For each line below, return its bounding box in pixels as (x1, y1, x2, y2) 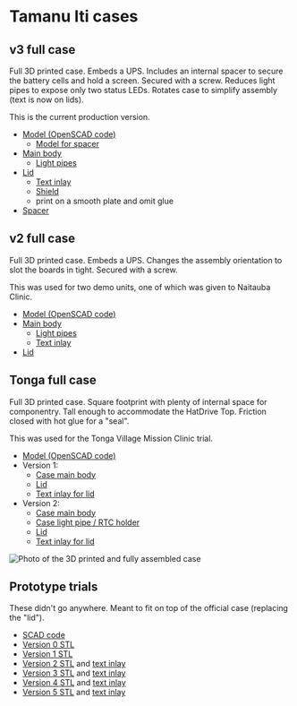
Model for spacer (35, 139, 100, 149)
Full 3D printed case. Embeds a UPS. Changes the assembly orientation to (9, 254, 283, 265)
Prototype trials (9, 580, 98, 595)
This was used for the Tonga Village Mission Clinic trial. (9, 433, 213, 443)
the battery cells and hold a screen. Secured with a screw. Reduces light (9, 75, 276, 86)
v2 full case (9, 231, 76, 246)
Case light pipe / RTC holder (35, 517, 140, 528)
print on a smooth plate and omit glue (35, 195, 174, 206)
